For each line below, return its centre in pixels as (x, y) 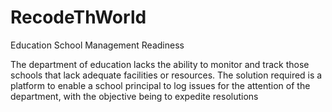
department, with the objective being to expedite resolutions (134, 96)
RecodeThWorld (78, 17)
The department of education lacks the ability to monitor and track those (160, 64)
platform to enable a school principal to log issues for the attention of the (160, 85)
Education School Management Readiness (97, 45)
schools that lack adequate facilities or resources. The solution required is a (166, 75)
